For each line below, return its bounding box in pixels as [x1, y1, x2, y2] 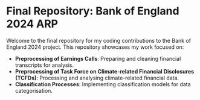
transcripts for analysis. [15, 61, 74, 69]
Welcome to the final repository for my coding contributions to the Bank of [6, 37, 192, 44]
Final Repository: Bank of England [6, 4, 179, 18]
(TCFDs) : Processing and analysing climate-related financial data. [15, 74, 179, 81]
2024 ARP [6, 17, 59, 31]
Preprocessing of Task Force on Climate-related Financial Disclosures [15, 67, 195, 75]
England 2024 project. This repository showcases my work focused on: [6, 43, 184, 51]
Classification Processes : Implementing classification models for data [15, 80, 192, 88]
